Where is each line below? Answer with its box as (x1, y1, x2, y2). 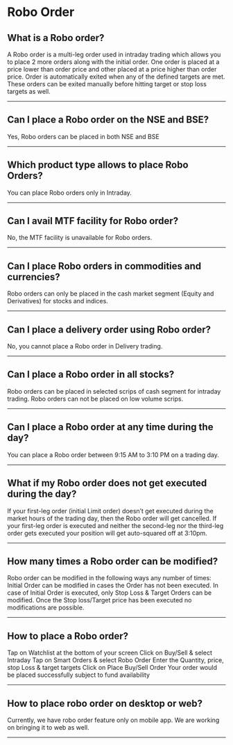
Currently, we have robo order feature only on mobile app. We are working (7, 716, 220, 724)
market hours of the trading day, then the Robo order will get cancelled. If (7, 514, 217, 522)
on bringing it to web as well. (7, 723, 89, 731)
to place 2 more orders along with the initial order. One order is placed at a (7, 58, 220, 66)
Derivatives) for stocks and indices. (7, 297, 109, 305)
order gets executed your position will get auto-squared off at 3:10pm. (7, 529, 208, 537)
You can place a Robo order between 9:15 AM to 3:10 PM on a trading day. (7, 450, 220, 459)
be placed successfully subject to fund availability (7, 671, 150, 679)
